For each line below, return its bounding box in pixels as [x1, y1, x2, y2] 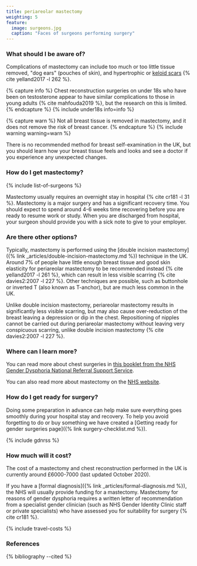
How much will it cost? [6, 451, 72, 460]
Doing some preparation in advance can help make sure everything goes [6, 407, 182, 414]
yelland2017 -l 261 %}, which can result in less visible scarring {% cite [6, 271, 176, 278]
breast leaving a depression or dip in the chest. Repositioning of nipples [6, 314, 179, 321]
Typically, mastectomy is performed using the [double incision [6, 247, 157, 254]
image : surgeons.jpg [11, 25, 62, 31]
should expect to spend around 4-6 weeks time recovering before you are [6, 205, 185, 212]
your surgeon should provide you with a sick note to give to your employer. [6, 218, 187, 225]
